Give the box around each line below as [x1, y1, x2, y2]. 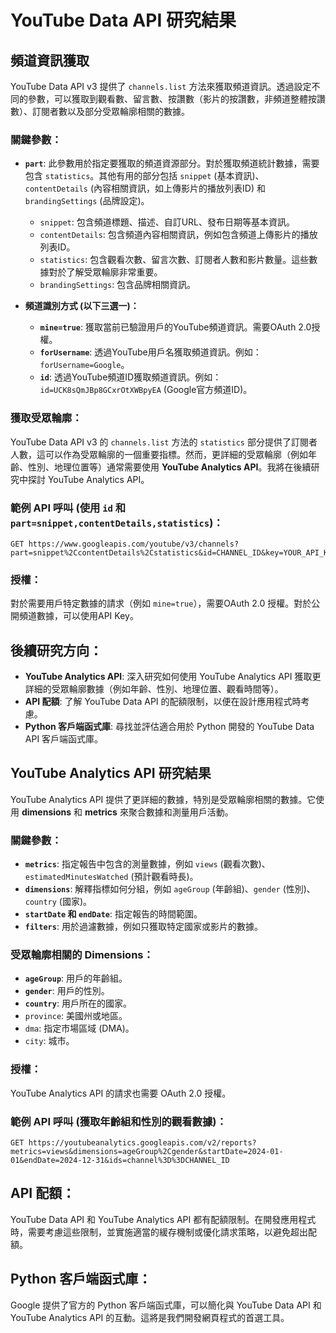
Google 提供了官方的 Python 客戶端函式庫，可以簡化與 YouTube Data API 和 [10, 1299, 322, 1311]
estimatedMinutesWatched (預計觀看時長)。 [24, 871, 199, 883]
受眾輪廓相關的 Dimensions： [10, 948, 154, 962]
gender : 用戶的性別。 [24, 985, 110, 997]
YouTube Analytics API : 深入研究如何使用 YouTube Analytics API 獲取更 [24, 671, 322, 682]
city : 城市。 [24, 1035, 75, 1047]
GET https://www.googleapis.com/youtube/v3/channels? [10, 539, 240, 549]
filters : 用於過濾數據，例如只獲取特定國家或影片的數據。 [24, 921, 263, 933]
